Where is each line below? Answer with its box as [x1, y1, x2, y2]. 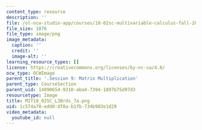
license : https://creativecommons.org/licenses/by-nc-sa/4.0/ [6, 64, 165, 71]
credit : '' [11, 48, 39, 54]
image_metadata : [6, 37, 47, 43]
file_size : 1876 [6, 25, 47, 32]
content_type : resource [6, 8, 66, 15]
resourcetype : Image [6, 92, 58, 98]
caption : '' [11, 43, 42, 49]
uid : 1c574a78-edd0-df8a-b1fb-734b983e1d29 [6, 103, 117, 110]
